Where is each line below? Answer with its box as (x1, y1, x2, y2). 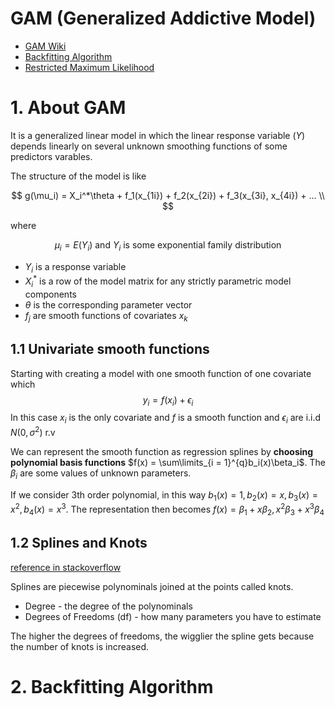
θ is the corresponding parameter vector (24, 298, 193, 311)
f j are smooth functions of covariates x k (24, 309, 188, 324)
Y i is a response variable (24, 260, 127, 275)
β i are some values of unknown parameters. (10, 467, 192, 481)
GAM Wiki (24, 40, 67, 52)
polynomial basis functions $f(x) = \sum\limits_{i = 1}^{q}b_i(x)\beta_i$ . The (10, 456, 326, 468)
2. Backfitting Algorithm (10, 675, 214, 698)
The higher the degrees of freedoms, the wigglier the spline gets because (10, 630, 315, 642)
